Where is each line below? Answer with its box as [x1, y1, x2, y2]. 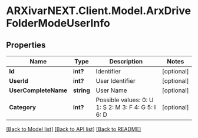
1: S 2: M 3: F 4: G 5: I [95, 103, 156, 111]
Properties [6, 40, 46, 50]
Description [109, 58, 143, 65]
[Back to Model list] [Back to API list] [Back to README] [6, 126, 141, 133]
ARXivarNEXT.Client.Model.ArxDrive [6, 4, 192, 18]
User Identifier [95, 77, 136, 85]
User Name [95, 86, 127, 95]
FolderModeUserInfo [6, 16, 110, 30]
